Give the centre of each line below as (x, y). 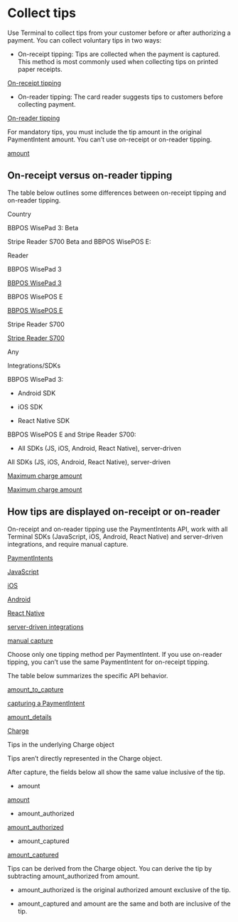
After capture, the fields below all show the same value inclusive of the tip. (117, 772)
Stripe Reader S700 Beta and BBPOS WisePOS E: (79, 241)
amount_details (29, 717)
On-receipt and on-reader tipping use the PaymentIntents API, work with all (118, 529)
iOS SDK (30, 407)
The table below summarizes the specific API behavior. (88, 675)
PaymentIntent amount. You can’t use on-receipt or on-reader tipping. (110, 139)
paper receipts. (40, 69)
